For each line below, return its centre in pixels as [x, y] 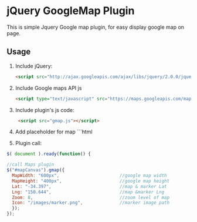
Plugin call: [28, 143]
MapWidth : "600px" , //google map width [89, 176]
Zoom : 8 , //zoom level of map [91, 197]
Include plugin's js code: [45, 110]
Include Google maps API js [48, 88]
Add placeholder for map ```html [54, 132]
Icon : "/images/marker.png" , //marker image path [91, 203]
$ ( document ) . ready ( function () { [49, 154]
